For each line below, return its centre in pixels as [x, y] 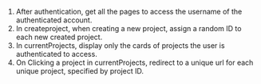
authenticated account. [54, 20]
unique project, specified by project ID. [80, 71]
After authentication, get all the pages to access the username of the [129, 12]
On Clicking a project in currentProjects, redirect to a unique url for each [134, 62]
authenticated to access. [56, 54]
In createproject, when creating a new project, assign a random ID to [129, 28]
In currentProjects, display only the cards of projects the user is [120, 46]
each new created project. [59, 37]
